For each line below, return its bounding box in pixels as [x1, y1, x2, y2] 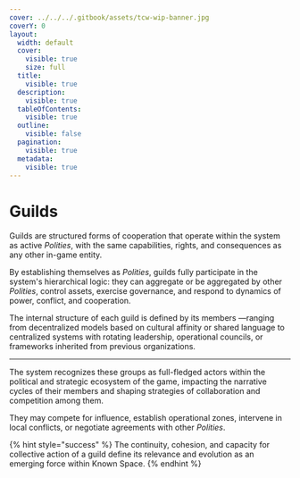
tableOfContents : [17, 105, 82, 113]
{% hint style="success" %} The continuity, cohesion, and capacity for [9, 440, 271, 450]
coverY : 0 [9, 21, 46, 30]
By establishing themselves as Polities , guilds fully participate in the [9, 267, 259, 278]
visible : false [25, 130, 82, 138]
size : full [25, 63, 66, 72]
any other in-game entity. [9, 249, 103, 260]
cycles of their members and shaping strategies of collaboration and [9, 386, 261, 397]
